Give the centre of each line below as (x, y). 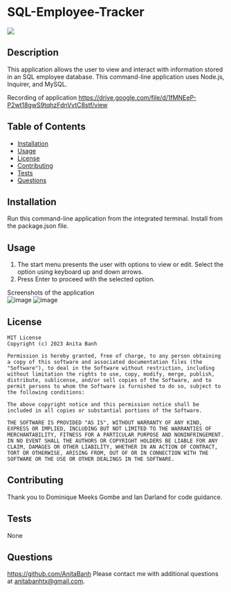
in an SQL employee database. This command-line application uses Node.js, (116, 76)
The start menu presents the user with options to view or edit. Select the (120, 265)
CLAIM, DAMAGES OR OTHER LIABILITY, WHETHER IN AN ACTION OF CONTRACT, (112, 447)
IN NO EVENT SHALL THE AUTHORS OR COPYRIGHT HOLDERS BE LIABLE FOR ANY (112, 441)
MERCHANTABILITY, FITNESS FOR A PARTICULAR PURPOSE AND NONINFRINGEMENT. (116, 435)
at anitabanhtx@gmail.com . (46, 581)
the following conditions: (46, 392)
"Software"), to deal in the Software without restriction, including (111, 368)
